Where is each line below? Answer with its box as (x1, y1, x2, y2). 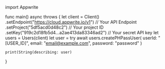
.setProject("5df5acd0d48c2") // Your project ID (5, 24, 104, 30)
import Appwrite (5, 4, 39, 10)
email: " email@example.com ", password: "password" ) (30, 40, 143, 46)
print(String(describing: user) (5, 50, 72, 55)
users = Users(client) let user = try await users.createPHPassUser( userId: (5, 35, 158, 41)
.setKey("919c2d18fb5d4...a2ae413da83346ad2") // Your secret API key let (5, 30, 159, 35)
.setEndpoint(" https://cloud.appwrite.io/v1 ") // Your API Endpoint (5, 19, 137, 25)
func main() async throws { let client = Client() (5, 14, 99, 19)
